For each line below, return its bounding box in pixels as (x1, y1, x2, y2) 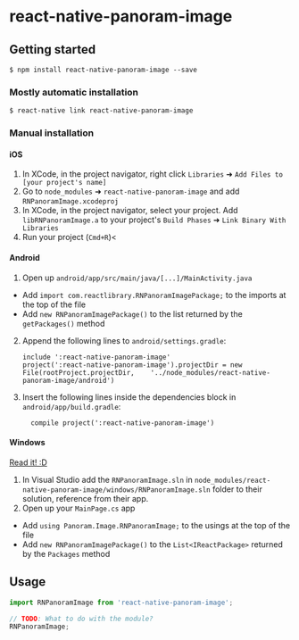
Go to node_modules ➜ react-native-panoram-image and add (21, 186, 240, 197)
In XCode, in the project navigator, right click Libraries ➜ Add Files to (21, 169, 284, 179)
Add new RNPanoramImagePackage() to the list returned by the (21, 308, 243, 319)
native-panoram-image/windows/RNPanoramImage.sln (21, 485, 212, 495)
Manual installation (9, 127, 95, 139)
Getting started (9, 42, 96, 57)
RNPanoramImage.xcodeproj (21, 197, 119, 206)
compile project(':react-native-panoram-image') (30, 418, 215, 428)
